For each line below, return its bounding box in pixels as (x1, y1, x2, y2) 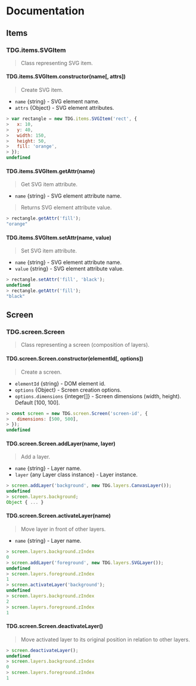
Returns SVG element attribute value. (20, 204, 112, 211)
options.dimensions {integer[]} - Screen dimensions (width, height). (14, 392, 182, 399)
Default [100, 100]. (14, 399, 60, 406)
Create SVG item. (20, 87, 64, 94)
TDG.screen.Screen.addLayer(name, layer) (6, 440, 116, 447)
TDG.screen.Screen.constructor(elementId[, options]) (6, 355, 144, 362)
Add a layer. (20, 453, 51, 460)
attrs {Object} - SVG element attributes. (14, 104, 114, 112)
